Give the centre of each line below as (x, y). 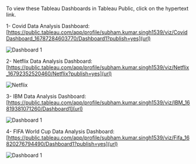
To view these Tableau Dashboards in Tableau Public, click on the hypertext (97, 8)
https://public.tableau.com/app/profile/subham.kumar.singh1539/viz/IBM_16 (99, 102)
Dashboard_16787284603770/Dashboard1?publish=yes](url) (78, 38)
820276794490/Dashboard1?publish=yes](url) (62, 144)
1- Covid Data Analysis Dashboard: (48, 26)
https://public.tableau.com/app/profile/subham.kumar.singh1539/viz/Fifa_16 (99, 138)
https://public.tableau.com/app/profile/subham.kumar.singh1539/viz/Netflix (99, 67)
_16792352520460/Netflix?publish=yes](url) (59, 74)
